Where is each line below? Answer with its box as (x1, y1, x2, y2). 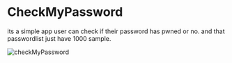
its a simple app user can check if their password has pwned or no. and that (7, 27, 225, 35)
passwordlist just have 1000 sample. (7, 34, 111, 42)
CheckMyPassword (7, 4, 123, 20)
